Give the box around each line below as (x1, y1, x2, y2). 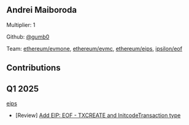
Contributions (6, 63, 61, 73)
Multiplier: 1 (6, 21, 36, 28)
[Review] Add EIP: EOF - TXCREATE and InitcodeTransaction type (15, 112, 181, 119)
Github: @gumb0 (6, 33, 50, 40)
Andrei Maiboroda (6, 5, 77, 15)
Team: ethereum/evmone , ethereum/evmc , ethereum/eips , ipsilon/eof (6, 45, 183, 52)
